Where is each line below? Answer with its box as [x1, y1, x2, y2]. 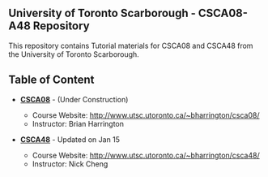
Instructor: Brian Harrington [32, 119, 124, 128]
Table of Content [8, 73, 95, 87]
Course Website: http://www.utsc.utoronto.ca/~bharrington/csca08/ [32, 110, 261, 120]
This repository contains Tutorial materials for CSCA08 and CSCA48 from [8, 41, 253, 50]
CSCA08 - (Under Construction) [19, 94, 129, 104]
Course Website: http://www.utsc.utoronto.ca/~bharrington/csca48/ [32, 150, 261, 160]
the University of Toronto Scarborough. [8, 49, 139, 59]
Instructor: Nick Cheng [32, 158, 108, 169]
